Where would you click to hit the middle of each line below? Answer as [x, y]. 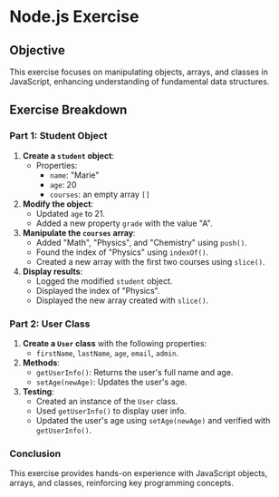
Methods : [41, 362]
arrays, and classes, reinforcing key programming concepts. [121, 483]
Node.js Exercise [74, 17]
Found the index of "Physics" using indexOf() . [122, 252]
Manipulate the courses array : [79, 232]
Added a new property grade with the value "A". [124, 223]
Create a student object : [68, 155]
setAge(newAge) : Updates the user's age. [111, 382]
